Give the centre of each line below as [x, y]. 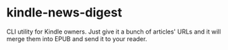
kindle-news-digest [64, 13]
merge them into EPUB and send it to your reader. [77, 38]
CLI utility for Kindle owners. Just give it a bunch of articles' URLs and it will [114, 32]
